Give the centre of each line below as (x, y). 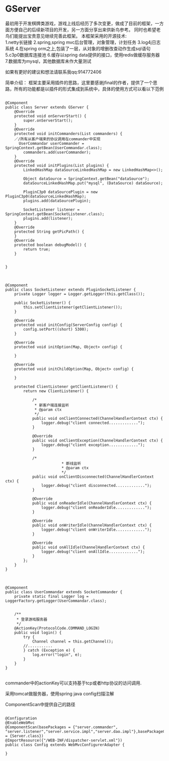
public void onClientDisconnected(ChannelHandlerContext (93, 477)
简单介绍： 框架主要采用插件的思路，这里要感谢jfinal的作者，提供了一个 (79, 82)
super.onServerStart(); (48, 120)
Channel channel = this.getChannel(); (73, 641)
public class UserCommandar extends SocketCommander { (64, 592)
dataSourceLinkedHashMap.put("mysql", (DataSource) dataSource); (93, 183)
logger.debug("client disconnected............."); (96, 485)
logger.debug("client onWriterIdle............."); (96, 530)
